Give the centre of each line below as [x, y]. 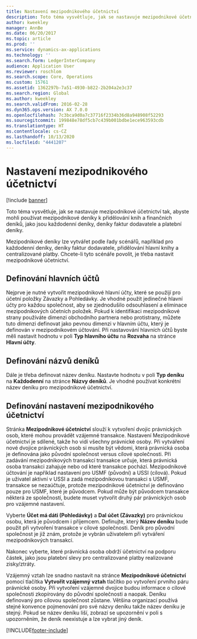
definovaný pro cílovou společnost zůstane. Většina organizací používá [92, 600]
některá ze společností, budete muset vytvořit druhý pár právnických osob [96, 498]
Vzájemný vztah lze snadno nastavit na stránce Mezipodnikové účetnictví [96, 575]
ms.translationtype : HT [35, 126]
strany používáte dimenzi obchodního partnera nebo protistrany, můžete [94, 318]
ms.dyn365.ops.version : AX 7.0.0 [47, 110]
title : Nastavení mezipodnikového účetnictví [62, 11]
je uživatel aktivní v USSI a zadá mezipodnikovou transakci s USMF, [88, 479]
